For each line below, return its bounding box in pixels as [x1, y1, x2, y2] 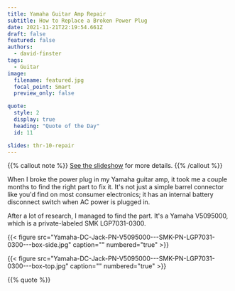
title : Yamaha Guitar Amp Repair [7, 10, 106, 18]
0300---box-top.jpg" [7, 262, 69, 270]
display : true [13, 116, 55, 123]
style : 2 [13, 110, 40, 117]
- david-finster [13, 51, 62, 58]
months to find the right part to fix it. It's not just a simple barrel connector [7, 183, 224, 191]
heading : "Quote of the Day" [13, 122, 100, 129]
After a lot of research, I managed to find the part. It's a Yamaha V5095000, [7, 211, 229, 221]
